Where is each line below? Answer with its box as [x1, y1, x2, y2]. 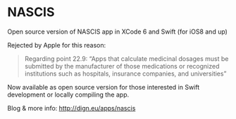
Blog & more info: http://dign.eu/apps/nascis [7, 104, 136, 112]
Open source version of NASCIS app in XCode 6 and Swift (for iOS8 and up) [7, 27, 228, 36]
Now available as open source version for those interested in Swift [7, 83, 200, 91]
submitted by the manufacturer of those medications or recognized [24, 62, 220, 70]
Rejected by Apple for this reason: [7, 41, 106, 49]
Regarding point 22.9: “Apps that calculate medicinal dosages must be [24, 54, 229, 63]
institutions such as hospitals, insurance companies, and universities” [24, 69, 227, 78]
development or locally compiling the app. [7, 90, 130, 99]
